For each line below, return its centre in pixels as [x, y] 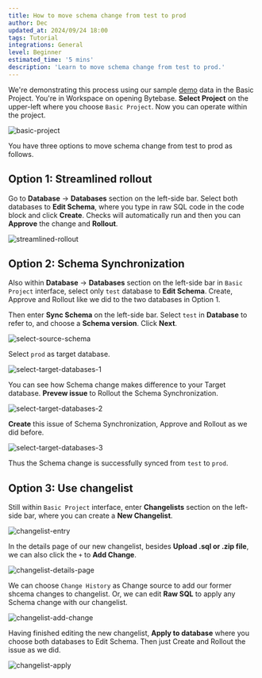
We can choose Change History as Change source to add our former [120, 586]
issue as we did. [35, 650]
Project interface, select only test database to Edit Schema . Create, [120, 291]
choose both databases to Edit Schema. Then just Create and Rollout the [127, 642]
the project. [27, 115]
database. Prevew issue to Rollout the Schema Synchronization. [113, 393]
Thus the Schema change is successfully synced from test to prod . [118, 463]
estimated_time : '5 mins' [51, 60]
